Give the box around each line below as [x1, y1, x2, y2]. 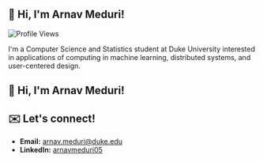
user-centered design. [8, 61, 81, 70]
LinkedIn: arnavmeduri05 [19, 145, 103, 155]
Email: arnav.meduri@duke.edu [19, 137, 122, 146]
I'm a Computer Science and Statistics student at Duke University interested [8, 44, 255, 54]
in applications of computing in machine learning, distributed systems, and [8, 52, 251, 62]
